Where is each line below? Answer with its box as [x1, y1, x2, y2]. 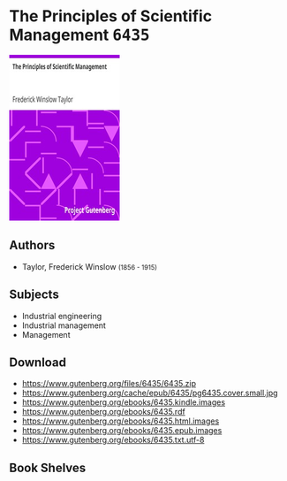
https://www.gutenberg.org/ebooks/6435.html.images [21, 416, 220, 426]
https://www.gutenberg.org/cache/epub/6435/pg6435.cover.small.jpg [21, 387, 278, 399]
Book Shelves [9, 460, 87, 475]
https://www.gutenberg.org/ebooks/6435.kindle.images [21, 397, 226, 408]
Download [9, 355, 66, 370]
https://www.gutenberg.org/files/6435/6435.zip [21, 378, 197, 389]
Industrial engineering [21, 310, 102, 321]
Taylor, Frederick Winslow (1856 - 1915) [21, 261, 157, 271]
